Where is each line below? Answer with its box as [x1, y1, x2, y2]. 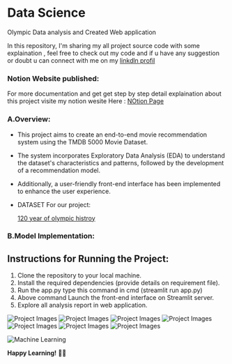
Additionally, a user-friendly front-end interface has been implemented [17, 179, 221, 188]
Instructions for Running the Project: [7, 252, 169, 264]
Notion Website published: [7, 73, 100, 83]
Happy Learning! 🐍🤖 [7, 349, 67, 357]
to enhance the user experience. [17, 187, 111, 195]
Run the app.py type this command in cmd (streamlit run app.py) [17, 286, 203, 294]
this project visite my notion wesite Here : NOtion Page [7, 97, 164, 105]
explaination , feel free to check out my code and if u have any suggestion [7, 49, 219, 57]
